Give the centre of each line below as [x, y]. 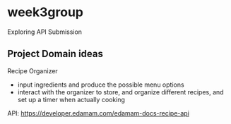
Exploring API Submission [45, 32]
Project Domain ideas [55, 54]
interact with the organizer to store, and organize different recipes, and [120, 92]
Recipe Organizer [32, 70]
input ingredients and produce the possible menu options [101, 85]
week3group [45, 12]
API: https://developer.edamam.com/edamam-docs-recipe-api [98, 113]
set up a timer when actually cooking [71, 99]
